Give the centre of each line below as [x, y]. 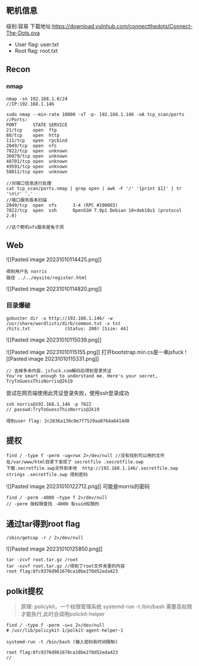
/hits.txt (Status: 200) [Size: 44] [67, 329]
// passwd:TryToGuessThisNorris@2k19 [53, 409]
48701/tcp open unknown [37, 161]
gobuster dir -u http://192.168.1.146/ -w [59, 318]
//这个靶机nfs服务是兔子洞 [35, 227]
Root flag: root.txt [36, 51]
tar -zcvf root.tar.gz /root [42, 560]
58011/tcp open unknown [37, 171]
